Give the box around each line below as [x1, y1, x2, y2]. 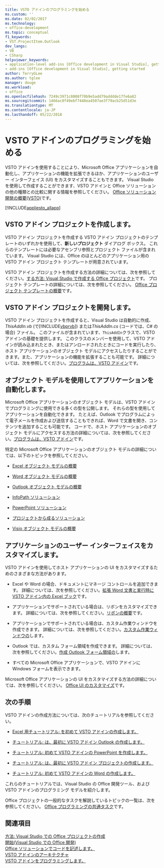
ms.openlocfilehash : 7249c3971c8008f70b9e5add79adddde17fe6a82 [5, 94, 137, 99]
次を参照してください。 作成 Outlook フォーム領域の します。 [12, 649, 133, 655]
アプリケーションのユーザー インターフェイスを [5, 541, 147, 550]
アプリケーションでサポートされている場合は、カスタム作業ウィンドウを [12, 620, 158, 626]
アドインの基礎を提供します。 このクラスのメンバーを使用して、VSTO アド [5, 336, 155, 342]
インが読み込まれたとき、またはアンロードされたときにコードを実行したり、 [5, 342, 159, 348]
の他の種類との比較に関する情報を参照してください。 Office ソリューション [5, 189, 156, 194]
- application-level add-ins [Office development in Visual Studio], [5, 62, 150, 67]
